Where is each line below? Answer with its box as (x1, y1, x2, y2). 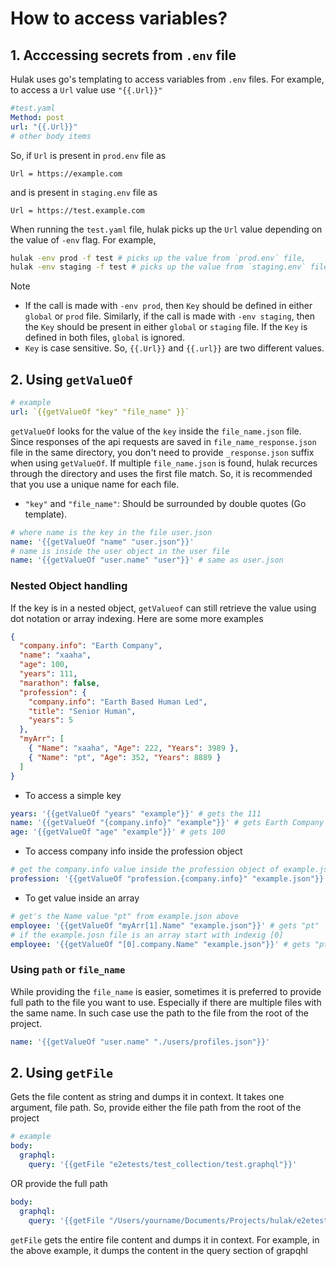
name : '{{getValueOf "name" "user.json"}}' (10, 537, 195, 547)
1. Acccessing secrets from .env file (10, 47, 237, 64)
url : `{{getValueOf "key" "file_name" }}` (10, 407, 190, 417)
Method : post (10, 112, 65, 122)
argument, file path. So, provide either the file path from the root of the (10, 1102, 302, 1114)
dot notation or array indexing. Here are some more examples (10, 612, 264, 624)
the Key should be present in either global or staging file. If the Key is (24, 321, 308, 333)
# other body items (10, 131, 92, 141)
